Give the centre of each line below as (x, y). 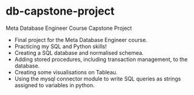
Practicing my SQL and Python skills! (61, 46)
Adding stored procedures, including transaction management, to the (101, 59)
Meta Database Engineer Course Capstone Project (69, 28)
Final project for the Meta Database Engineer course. (81, 40)
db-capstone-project (60, 11)
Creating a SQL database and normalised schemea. (79, 52)
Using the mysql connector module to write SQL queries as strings (98, 79)
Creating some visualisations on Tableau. (66, 72)
